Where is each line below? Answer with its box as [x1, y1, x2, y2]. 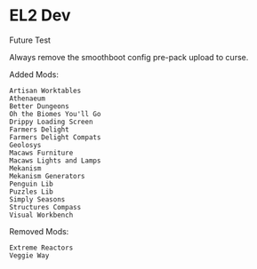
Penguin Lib [9, 179, 53, 188]
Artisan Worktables [9, 86, 82, 95]
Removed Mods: [9, 225, 69, 236]
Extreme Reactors [9, 243, 74, 252]
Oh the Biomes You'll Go [9, 109, 101, 118]
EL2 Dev [9, 5, 71, 26]
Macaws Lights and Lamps [9, 156, 101, 165]
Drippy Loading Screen [9, 117, 93, 126]
